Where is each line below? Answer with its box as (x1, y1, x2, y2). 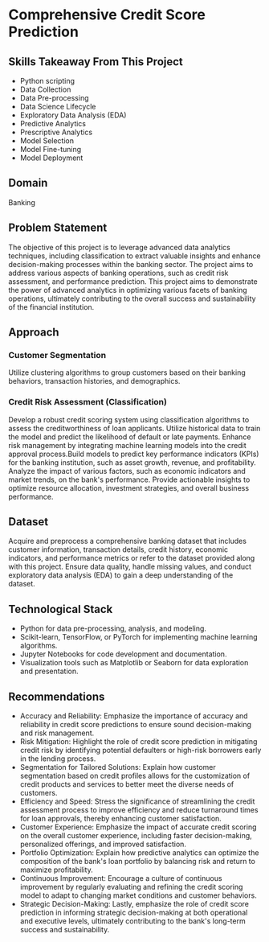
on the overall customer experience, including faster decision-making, (19, 831, 253, 841)
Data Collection (19, 84, 71, 94)
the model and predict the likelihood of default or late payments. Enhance (8, 432, 251, 442)
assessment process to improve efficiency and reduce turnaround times (19, 805, 259, 815)
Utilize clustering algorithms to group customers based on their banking (8, 368, 247, 377)
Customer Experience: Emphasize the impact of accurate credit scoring (19, 822, 257, 832)
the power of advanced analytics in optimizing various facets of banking (8, 285, 247, 294)
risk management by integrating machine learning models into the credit (8, 440, 247, 450)
